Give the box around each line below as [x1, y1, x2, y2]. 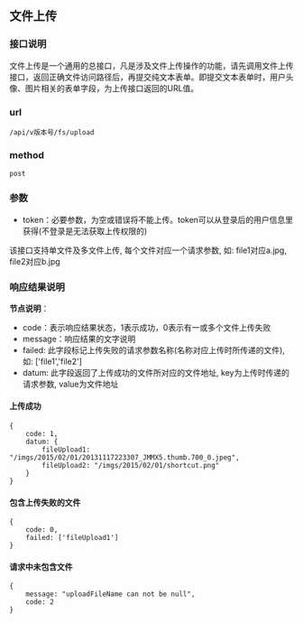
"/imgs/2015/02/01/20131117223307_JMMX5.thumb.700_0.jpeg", [9, 453, 241, 462]
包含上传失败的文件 [9, 497, 81, 507]
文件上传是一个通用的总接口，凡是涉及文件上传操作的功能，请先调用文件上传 [9, 60, 294, 70]
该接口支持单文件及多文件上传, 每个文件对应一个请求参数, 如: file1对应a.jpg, [9, 245, 287, 256]
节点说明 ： [9, 302, 50, 313]
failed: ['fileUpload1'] [25, 534, 119, 543]
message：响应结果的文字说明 [22, 333, 136, 344]
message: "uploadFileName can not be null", [25, 590, 196, 599]
